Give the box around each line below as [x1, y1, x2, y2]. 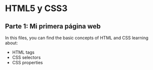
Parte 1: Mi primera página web [5, 22, 101, 30]
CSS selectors [12, 55, 41, 60]
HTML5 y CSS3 [5, 3, 68, 14]
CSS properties [12, 60, 43, 65]
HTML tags [12, 49, 35, 55]
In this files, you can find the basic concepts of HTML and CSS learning [5, 35, 149, 41]
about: [5, 40, 18, 46]
